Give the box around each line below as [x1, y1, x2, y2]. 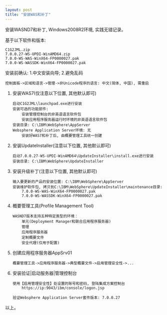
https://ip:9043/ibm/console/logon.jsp [21, 285, 105, 290]
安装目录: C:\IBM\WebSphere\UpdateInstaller [12, 159, 104, 164]
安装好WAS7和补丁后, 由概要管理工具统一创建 [21, 133, 102, 138]
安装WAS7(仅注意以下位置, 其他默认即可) [12, 90, 96, 96]
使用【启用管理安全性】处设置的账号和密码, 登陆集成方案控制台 [12, 281, 125, 286]
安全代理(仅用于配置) [21, 240, 60, 245]
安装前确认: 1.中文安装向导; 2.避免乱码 [5, 70, 83, 76]
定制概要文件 [21, 235, 44, 240]
